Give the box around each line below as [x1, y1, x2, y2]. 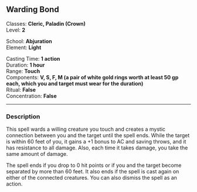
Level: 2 [6, 26, 25, 33]
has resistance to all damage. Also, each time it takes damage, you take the [6, 144, 188, 151]
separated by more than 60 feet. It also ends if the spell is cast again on [6, 168, 179, 175]
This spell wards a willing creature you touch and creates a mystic [6, 125, 166, 133]
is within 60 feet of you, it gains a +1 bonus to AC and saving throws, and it [6, 138, 186, 145]
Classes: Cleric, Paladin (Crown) [6, 20, 86, 27]
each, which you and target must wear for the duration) [6, 80, 144, 87]
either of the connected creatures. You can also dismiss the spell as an [6, 174, 178, 181]
